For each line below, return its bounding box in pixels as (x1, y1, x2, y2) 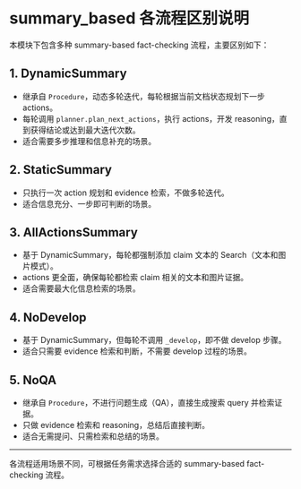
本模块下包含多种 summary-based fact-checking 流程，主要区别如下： (9, 39, 270, 50)
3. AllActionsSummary (9, 225, 139, 240)
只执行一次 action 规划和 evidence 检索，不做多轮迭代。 (21, 187, 230, 198)
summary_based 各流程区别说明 (9, 8, 250, 29)
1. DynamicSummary (9, 66, 127, 81)
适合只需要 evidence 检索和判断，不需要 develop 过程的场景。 (21, 346, 253, 356)
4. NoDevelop (9, 310, 87, 325)
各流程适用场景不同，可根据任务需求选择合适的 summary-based (9, 459, 245, 468)
